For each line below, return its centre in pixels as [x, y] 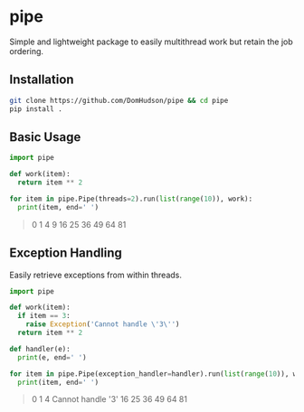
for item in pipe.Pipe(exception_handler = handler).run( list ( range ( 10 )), [149, 374]
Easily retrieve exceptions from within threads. [96, 275]
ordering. [26, 51]
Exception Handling [66, 253]
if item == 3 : [44, 316]
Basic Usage [45, 137]
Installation [42, 80]
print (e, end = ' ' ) [52, 357]
